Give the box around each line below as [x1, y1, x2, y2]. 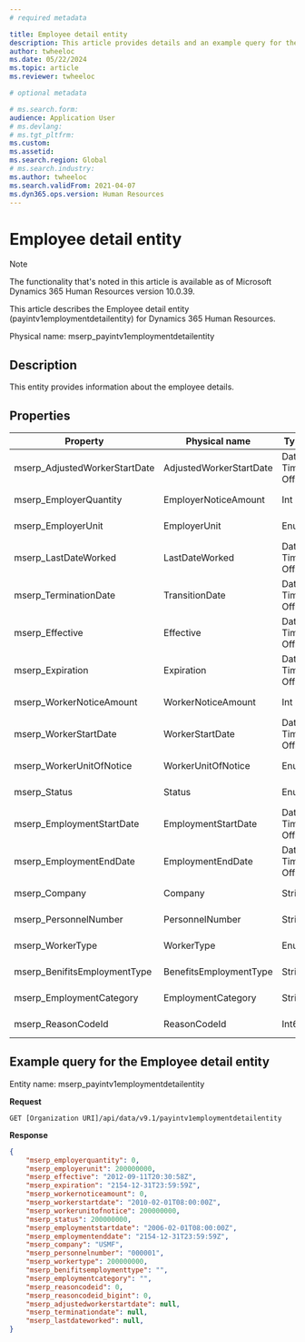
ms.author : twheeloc [9, 172, 88, 182]
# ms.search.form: [9, 105, 79, 114]
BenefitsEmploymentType [162, 965, 273, 978]
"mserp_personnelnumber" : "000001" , [25, 1248, 165, 1258]
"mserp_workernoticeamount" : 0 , [25, 1189, 148, 1199]
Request [9, 1095, 43, 1106]
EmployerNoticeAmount [162, 493, 265, 506]
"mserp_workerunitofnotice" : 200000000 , [25, 1206, 181, 1216]
